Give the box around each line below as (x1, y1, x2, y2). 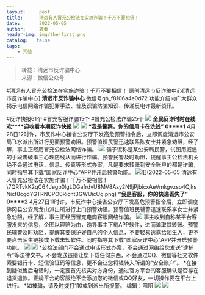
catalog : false (6, 37, 51, 43)
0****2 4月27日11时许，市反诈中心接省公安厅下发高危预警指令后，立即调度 (6, 198, 198, 205)
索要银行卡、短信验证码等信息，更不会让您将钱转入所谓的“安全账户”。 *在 (6, 259, 192, 266)
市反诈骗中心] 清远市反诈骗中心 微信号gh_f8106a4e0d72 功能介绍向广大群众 (6, 94, 198, 101)
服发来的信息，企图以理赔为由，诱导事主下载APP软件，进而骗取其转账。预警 (6, 220, 199, 228)
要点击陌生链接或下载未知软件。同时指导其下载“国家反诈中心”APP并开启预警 (6, 236, 198, 243)
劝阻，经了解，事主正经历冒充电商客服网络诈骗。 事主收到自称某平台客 (11, 213, 197, 220)
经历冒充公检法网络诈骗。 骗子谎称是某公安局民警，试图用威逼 (32, 145, 197, 153)
